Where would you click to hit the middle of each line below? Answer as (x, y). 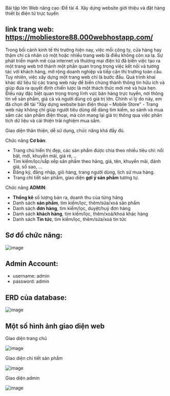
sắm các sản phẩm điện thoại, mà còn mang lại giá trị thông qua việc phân (84, 115)
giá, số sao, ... (27, 166)
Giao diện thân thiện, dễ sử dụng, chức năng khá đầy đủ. (65, 130)
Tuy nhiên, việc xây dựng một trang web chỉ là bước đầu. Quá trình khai (80, 77)
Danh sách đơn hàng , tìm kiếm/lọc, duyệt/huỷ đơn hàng (71, 208)
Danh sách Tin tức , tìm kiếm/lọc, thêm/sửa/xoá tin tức (70, 219)
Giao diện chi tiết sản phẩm (34, 358)
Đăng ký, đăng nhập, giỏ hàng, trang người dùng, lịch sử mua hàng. (84, 172)
